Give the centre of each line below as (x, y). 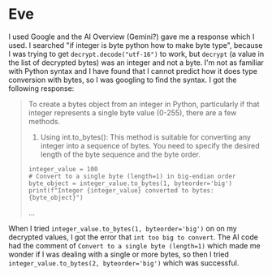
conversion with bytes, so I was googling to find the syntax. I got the (123, 80)
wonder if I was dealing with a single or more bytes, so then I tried (119, 254)
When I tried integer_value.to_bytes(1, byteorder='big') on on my (123, 228)
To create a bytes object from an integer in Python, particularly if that (144, 104)
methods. (44, 121)
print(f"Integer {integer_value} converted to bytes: (121, 190)
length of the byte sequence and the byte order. (121, 154)
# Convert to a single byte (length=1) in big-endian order (132, 176)
